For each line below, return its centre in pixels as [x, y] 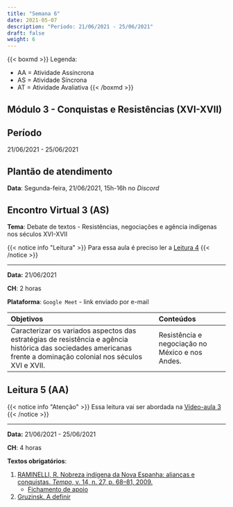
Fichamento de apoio [58, 489]
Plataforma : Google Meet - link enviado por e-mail [78, 301]
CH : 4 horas [24, 447]
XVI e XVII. [28, 365]
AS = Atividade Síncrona [52, 80]
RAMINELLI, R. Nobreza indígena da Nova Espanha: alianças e [106, 474]
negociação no [183, 343]
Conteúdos [177, 319]
